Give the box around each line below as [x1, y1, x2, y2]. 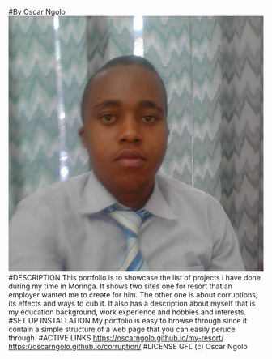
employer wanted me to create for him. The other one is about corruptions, [8, 289, 258, 299]
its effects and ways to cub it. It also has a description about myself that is [8, 298, 256, 308]
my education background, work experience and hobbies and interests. [8, 307, 247, 317]
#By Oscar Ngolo [8, 7, 66, 16]
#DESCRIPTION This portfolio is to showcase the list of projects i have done [8, 272, 261, 282]
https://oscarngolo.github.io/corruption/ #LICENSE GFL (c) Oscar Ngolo [8, 341, 249, 351]
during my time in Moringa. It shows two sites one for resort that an [8, 281, 233, 291]
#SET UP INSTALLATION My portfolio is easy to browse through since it [8, 315, 248, 325]
